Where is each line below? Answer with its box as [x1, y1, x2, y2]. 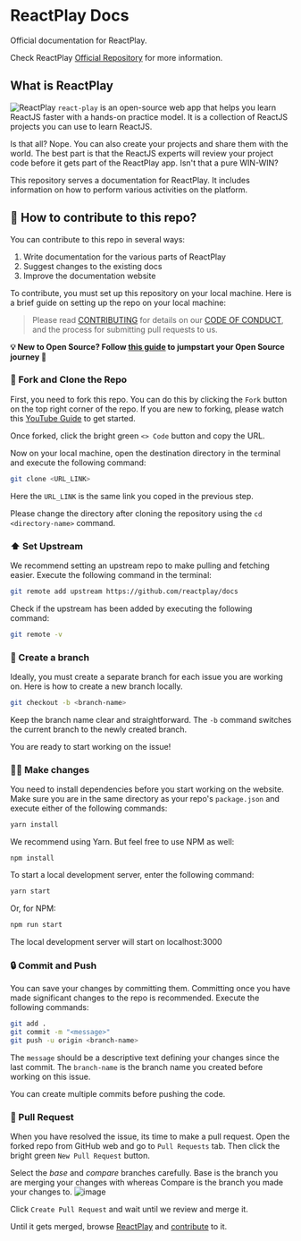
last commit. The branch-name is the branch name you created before [10, 1061, 263, 1072]
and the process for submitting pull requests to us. [31, 324, 218, 335]
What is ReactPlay [10, 78, 114, 94]
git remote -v [10, 630, 63, 639]
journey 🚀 [10, 351, 47, 362]
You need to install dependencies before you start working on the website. [10, 784, 284, 795]
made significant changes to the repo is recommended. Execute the [10, 992, 260, 1003]
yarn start [10, 887, 51, 896]
